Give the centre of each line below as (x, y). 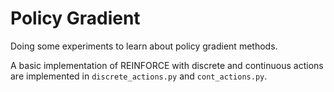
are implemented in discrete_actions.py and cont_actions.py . (139, 76)
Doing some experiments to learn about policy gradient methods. (144, 46)
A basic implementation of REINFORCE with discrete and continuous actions (167, 65)
